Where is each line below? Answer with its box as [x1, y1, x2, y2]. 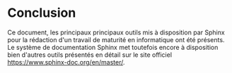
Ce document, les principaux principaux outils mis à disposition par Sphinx [7, 28, 225, 36]
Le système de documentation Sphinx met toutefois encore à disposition [7, 43, 219, 51]
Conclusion [7, 5, 76, 21]
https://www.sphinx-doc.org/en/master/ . [7, 58, 125, 66]
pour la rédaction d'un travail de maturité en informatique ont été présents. [7, 35, 225, 44]
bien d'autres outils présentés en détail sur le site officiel [7, 51, 172, 59]
